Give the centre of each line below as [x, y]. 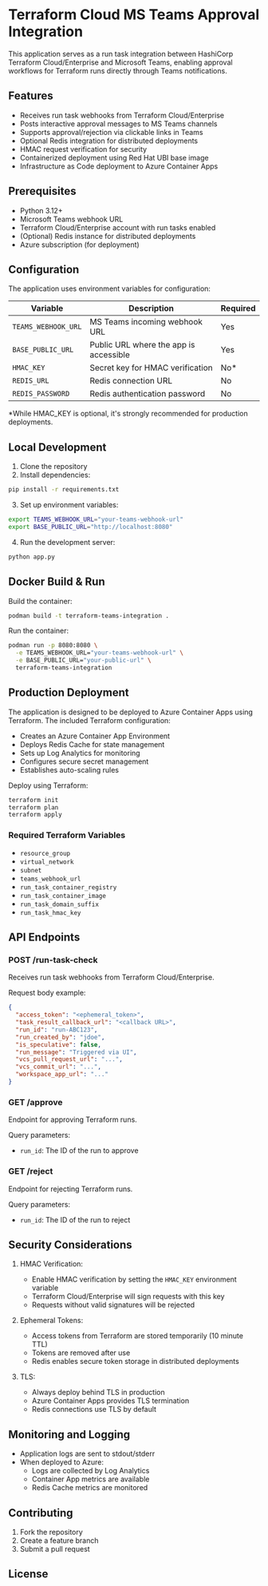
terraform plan [33, 807]
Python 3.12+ [41, 210]
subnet [31, 870]
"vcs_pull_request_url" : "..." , [69, 1059]
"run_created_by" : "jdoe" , [60, 1037]
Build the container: [40, 601]
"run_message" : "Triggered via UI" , [76, 1052]
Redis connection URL [131, 381]
